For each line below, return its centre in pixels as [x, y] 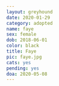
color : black [23, 46]
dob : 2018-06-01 [27, 40]
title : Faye [21, 51]
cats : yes [19, 62]
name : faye [20, 29]
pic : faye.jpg [24, 57]
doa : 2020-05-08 [27, 74]
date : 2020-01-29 [28, 18]
